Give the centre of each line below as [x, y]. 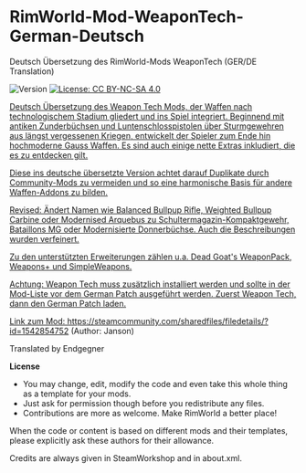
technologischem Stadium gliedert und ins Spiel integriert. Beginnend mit [147, 116]
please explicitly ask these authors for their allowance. [112, 440]
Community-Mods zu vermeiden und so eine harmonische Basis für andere [151, 182]
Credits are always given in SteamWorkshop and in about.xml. [126, 457]
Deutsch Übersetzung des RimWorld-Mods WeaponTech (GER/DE [133, 61]
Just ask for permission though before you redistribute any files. [143, 403]
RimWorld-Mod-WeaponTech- [127, 17]
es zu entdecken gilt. [49, 155]
